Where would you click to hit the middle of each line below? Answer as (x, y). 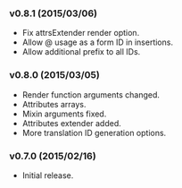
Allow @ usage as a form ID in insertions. (98, 42)
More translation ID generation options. (94, 132)
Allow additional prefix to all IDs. (81, 52)
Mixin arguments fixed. (64, 114)
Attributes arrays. (54, 104)
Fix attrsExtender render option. (81, 33)
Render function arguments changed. (91, 94)
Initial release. (48, 175)
